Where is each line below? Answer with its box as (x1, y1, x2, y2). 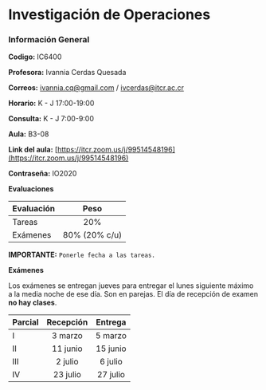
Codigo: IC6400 (8, 52, 62, 61)
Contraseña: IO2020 (8, 169, 77, 179)
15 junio (95, 343, 127, 354)
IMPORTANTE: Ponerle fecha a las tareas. (8, 250, 156, 260)
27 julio (96, 369, 126, 380)
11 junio (51, 343, 83, 354)
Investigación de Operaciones (8, 6, 211, 24)
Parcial (12, 317, 39, 328)
